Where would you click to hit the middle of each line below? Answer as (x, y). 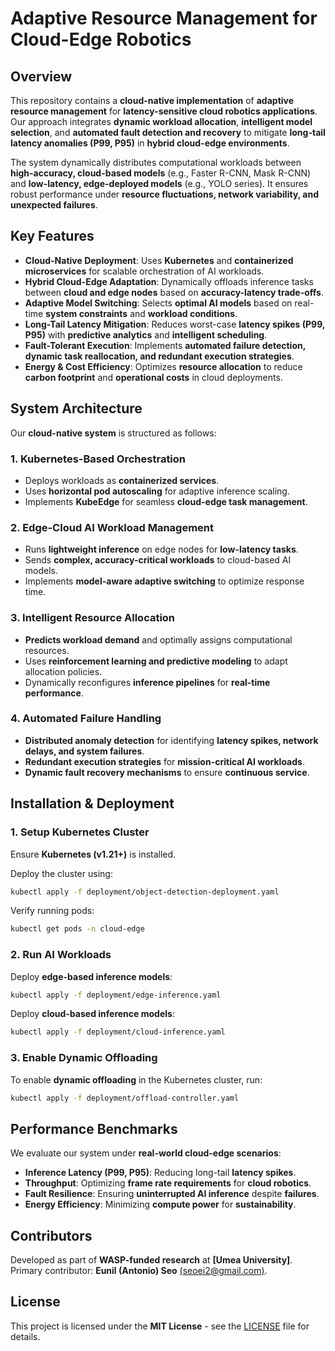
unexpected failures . (54, 205)
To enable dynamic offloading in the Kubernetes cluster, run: (136, 1079)
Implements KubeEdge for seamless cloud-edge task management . (166, 501)
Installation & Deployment (92, 803)
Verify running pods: (52, 911)
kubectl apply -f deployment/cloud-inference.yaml (118, 1032)
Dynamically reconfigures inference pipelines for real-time (147, 682)
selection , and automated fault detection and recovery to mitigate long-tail (168, 132)
